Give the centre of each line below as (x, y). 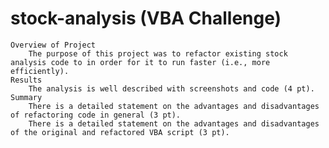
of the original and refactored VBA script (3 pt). (120, 132)
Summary (26, 97)
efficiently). (40, 71)
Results (26, 80)
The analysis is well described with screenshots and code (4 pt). (171, 88)
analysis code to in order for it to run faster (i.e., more (140, 62)
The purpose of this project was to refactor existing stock (158, 53)
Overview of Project (53, 45)
